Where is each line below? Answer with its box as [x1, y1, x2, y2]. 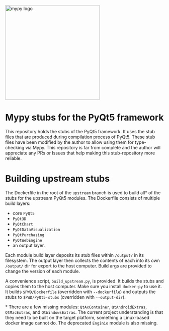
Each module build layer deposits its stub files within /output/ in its [5, 252, 144, 258]
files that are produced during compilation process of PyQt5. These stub [5, 134, 155, 140]
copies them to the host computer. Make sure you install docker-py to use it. [5, 283, 162, 289]
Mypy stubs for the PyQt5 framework [5, 112, 164, 123]
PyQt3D [12, 216, 27, 222]
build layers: [5, 200, 31, 206]
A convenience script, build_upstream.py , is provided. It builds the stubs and [5, 278, 164, 284]
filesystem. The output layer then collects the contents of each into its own [5, 257, 160, 263]
